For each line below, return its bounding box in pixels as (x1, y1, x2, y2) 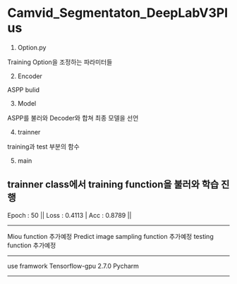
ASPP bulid (7, 85, 40, 94)
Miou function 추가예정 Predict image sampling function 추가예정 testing (7, 232, 214, 240)
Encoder (17, 72, 42, 80)
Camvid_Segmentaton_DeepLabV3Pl (7, 5, 228, 21)
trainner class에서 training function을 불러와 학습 (7, 178, 219, 191)
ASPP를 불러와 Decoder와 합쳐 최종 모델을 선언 (7, 113, 139, 122)
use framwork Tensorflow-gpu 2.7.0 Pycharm (7, 261, 140, 270)
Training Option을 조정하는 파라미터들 (7, 58, 113, 66)
